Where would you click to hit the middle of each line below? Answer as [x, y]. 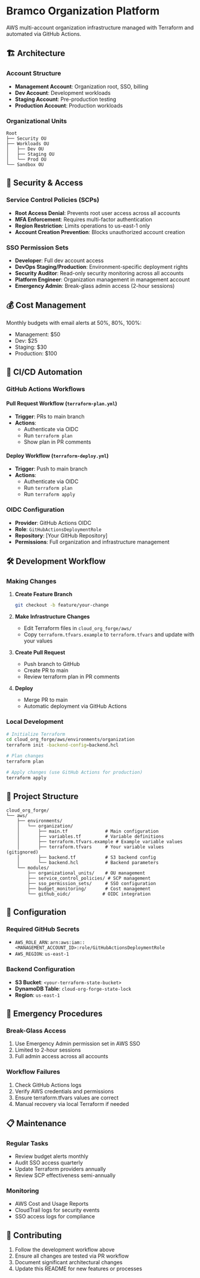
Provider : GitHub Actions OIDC [53, 523]
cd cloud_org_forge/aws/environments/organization [70, 740]
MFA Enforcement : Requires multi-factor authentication [83, 219]
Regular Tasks [27, 1143]
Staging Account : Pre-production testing [65, 99]
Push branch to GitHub [52, 664]
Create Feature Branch [44, 594]
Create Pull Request [40, 653]
